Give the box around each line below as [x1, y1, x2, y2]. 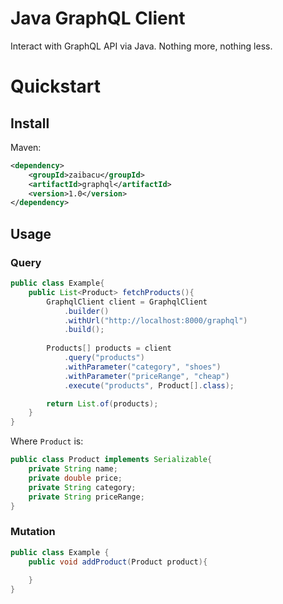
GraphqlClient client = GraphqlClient [46, 297, 208, 307]
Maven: [10, 141, 42, 153]
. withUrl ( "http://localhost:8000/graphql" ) [63, 315, 248, 326]
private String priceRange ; [28, 492, 145, 502]
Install [10, 115, 50, 132]
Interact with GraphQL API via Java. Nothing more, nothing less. [10, 40, 273, 52]
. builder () [63, 306, 110, 316]
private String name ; [28, 464, 118, 474]
